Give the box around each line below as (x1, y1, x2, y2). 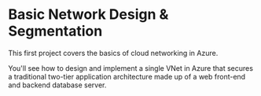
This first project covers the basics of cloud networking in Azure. (8, 48, 219, 57)
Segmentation (8, 22, 103, 40)
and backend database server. (8, 80, 107, 90)
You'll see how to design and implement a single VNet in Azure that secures (8, 63, 254, 72)
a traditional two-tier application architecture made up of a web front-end (8, 72, 246, 81)
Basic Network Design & (8, 6, 169, 24)
